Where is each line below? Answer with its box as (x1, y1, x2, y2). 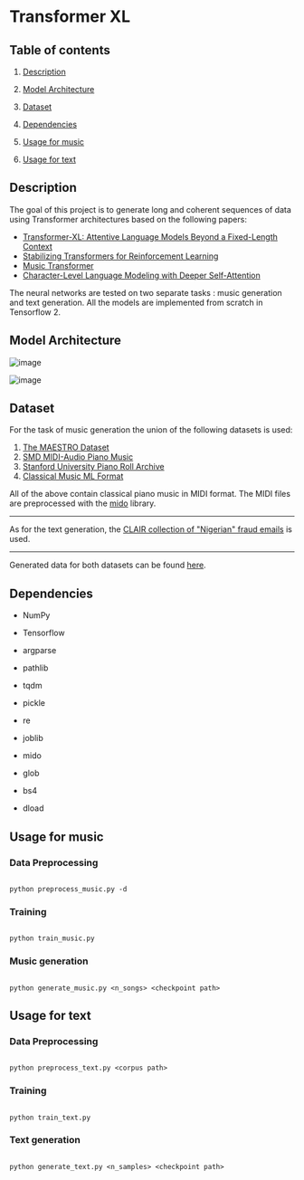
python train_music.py (9, 934, 95, 943)
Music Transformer (22, 260, 94, 271)
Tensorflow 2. (9, 306, 62, 318)
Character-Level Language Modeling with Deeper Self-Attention (22, 270, 261, 281)
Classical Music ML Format (22, 471, 124, 481)
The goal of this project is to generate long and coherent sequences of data (9, 204, 292, 214)
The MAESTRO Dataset (22, 442, 110, 453)
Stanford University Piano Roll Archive (22, 462, 165, 472)
